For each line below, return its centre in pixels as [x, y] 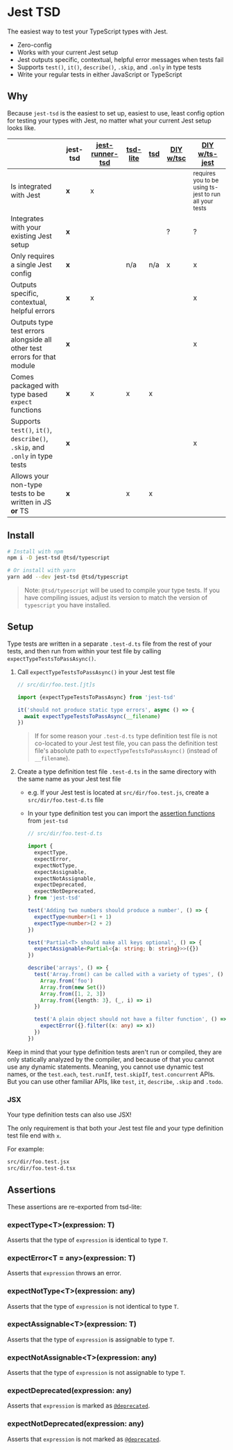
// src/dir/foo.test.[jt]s [56, 685]
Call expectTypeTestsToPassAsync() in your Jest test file [96, 671]
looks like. [21, 128]
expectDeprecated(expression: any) [69, 1391]
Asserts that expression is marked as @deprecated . [79, 1405]
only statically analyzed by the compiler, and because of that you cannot [111, 1059]
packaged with [35, 385]
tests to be [28, 493]
